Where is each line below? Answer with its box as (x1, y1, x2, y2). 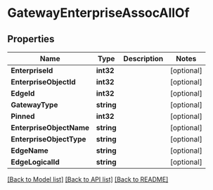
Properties (7, 33, 55, 45)
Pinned (11, 111, 35, 121)
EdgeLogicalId (11, 157, 60, 167)
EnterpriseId (11, 65, 53, 75)
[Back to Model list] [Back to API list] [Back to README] (7, 175, 169, 184)
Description (123, 54, 164, 63)
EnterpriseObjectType (11, 134, 86, 144)
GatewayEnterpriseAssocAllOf (7, 5, 190, 21)
